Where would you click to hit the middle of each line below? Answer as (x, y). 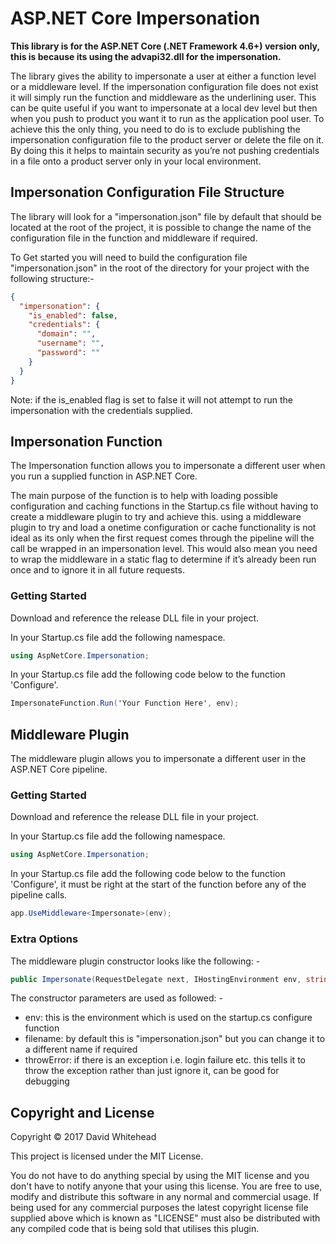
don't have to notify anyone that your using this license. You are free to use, (166, 1186)
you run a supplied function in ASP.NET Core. (104, 476)
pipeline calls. (39, 895)
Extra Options (44, 939)
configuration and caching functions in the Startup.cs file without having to (164, 506)
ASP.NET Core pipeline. (59, 769)
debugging (47, 1081)
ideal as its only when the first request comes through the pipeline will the (162, 538)
